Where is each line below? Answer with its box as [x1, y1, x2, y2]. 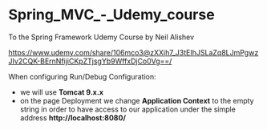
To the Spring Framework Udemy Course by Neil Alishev [8, 32, 195, 42]
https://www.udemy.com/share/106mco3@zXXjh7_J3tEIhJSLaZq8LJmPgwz [8, 47, 259, 57]
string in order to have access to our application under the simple [19, 104, 237, 114]
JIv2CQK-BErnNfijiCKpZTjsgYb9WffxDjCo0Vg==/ [8, 56, 172, 66]
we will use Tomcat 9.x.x [19, 87, 104, 97]
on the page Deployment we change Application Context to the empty [19, 95, 254, 105]
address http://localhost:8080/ [19, 112, 127, 122]
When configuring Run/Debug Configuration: [8, 71, 156, 81]
